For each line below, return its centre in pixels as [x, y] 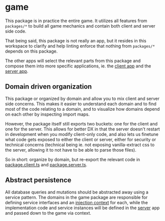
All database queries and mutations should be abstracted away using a [77, 192]
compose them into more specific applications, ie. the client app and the [78, 66]
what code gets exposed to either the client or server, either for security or [81, 139]
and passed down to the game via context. [48, 213]
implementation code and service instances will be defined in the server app [82, 208]
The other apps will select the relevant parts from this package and [73, 61]
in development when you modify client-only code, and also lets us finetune [82, 134]
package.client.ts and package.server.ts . [46, 164]
